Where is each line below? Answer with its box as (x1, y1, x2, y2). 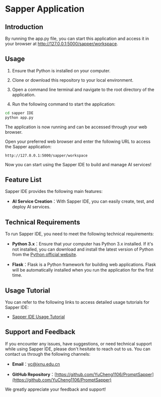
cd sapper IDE (5, 110, 34, 115)
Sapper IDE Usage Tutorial (12, 314, 65, 319)
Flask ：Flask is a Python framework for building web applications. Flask (12, 261, 156, 268)
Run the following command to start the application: (12, 101, 115, 107)
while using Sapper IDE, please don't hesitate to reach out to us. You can (5, 346, 151, 352)
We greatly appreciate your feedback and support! (5, 386, 106, 392)
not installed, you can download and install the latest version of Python (12, 246, 154, 252)
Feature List (5, 175, 42, 184)
